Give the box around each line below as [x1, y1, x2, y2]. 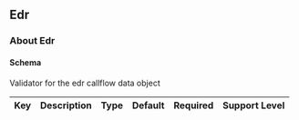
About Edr [9, 35, 56, 47]
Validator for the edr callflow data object [9, 77, 161, 88]
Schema [9, 56, 42, 67]
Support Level [222, 99, 285, 112]
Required [172, 99, 214, 112]
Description [39, 99, 93, 112]
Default [131, 99, 165, 112]
